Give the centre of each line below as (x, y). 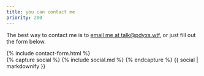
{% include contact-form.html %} (48, 53)
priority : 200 (25, 18)
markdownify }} (26, 66)
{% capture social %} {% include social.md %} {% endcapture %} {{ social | (102, 60)
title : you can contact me (41, 12)
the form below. (26, 41)
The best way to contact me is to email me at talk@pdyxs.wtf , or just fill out (101, 35)
